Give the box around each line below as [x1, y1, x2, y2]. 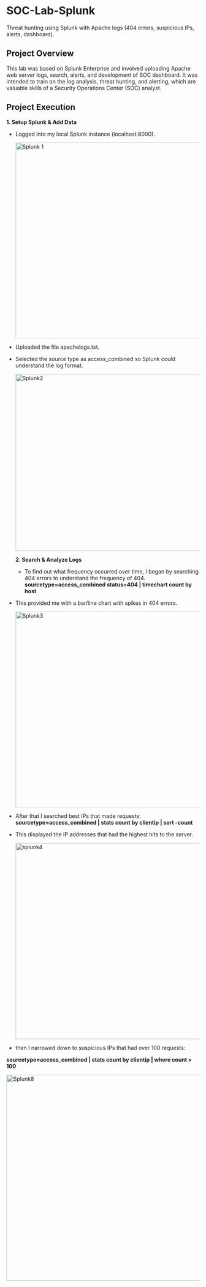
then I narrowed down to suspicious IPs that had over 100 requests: [15, 1044, 186, 1051]
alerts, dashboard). [6, 30, 55, 37]
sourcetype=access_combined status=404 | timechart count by [24, 581, 192, 588]
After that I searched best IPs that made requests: [15, 812, 141, 820]
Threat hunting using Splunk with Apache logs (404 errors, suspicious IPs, [6, 24, 194, 31]
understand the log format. [15, 362, 83, 369]
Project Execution [6, 102, 75, 112]
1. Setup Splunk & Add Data [6, 118, 77, 126]
